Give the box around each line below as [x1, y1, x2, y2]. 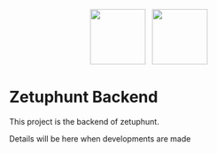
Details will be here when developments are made [9, 133, 191, 144]
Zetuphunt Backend [9, 88, 159, 107]
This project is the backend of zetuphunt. [9, 116, 159, 126]
